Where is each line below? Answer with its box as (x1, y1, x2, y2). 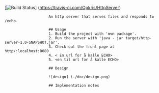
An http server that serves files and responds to (48, 14, 154, 19)
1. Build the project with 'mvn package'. (48, 31, 137, 36)
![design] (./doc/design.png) (48, 74, 110, 79)
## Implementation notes (48, 83, 99, 88)
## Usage (48, 27, 67, 32)
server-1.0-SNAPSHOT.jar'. (4, 40, 60, 45)
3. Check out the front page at (48, 44, 115, 49)
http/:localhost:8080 (4, 49, 49, 54)
